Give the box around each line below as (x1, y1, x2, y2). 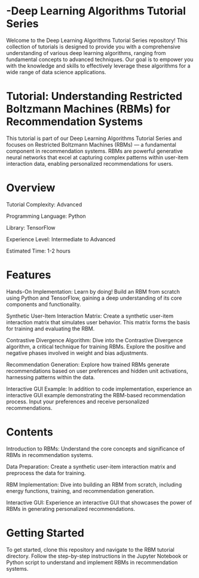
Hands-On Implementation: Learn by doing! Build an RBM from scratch (6, 288, 180, 295)
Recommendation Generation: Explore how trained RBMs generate (6, 361, 170, 368)
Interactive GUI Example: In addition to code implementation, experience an (6, 385, 192, 393)
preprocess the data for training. (6, 469, 86, 476)
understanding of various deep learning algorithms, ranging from (6, 49, 166, 56)
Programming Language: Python (6, 212, 86, 220)
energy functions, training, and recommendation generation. (6, 487, 155, 494)
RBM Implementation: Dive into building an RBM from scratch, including (6, 480, 182, 488)
